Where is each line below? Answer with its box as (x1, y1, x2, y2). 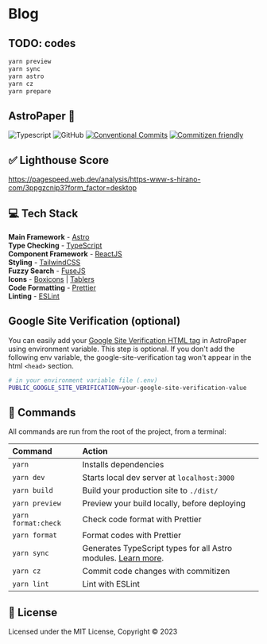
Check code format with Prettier (82, 514, 202, 525)
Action (82, 446, 108, 457)
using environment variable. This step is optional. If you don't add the (8, 344, 235, 353)
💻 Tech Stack (8, 207, 79, 221)
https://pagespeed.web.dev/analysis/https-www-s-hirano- (8, 174, 201, 184)
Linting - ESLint (8, 291, 60, 301)
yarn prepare (8, 87, 52, 96)
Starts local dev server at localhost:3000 (82, 472, 235, 483)
